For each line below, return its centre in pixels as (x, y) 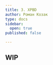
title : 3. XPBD (21, 10)
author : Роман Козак (27, 14)
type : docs (16, 19)
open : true (21, 28)
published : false (23, 33)
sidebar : (14, 24)
